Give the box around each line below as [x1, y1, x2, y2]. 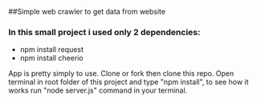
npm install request [19, 45, 84, 54]
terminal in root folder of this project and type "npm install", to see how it [8, 77, 249, 87]
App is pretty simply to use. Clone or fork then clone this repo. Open [8, 69, 235, 78]
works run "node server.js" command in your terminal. [8, 85, 188, 95]
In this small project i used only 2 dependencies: [8, 26, 201, 38]
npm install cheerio [19, 53, 84, 63]
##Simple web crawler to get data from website [8, 7, 166, 16]
